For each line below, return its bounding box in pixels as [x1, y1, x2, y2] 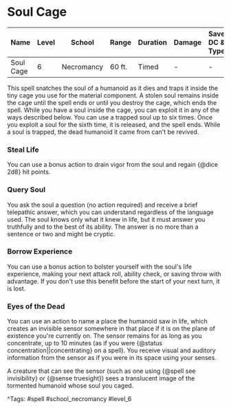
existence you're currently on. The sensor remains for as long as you [7, 332, 202, 340]
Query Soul [7, 185, 46, 194]
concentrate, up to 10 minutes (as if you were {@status [7, 339, 163, 348]
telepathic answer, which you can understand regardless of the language [7, 207, 214, 216]
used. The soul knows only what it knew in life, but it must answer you [7, 215, 206, 223]
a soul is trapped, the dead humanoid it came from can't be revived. [7, 128, 199, 136]
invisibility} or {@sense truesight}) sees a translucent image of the [7, 374, 195, 383]
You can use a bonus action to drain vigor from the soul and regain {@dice [7, 161, 219, 169]
